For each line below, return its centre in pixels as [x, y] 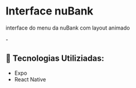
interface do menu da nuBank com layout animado [68, 28]
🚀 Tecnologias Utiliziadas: [55, 58]
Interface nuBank [49, 11]
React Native [30, 79]
